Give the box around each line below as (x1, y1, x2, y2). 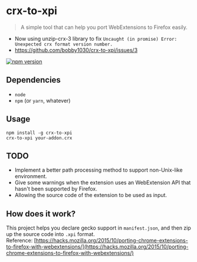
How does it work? (6, 208, 76, 219)
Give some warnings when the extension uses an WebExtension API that (14, 179, 191, 186)
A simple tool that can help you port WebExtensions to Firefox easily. (20, 24, 188, 31)
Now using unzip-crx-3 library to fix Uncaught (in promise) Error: (14, 35, 178, 42)
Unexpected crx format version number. (14, 41, 113, 47)
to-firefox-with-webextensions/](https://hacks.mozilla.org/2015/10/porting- (6, 243, 189, 250)
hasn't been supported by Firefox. (14, 185, 97, 192)
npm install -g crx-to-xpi (6, 130, 73, 136)
